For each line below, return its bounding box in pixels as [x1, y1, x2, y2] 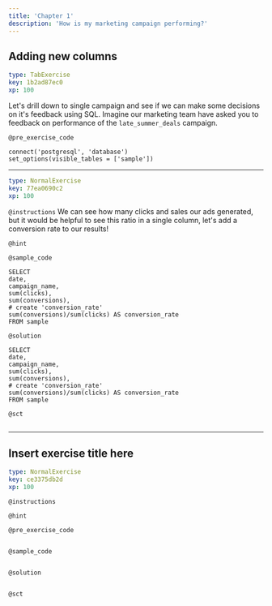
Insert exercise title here [8, 446, 134, 460]
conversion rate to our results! [8, 224, 109, 234]
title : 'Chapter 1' [8, 11, 74, 20]
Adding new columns [8, 49, 117, 63]
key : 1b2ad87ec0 [8, 79, 63, 87]
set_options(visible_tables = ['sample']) [8, 155, 154, 163]
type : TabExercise [8, 71, 70, 80]
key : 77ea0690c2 [8, 184, 63, 192]
